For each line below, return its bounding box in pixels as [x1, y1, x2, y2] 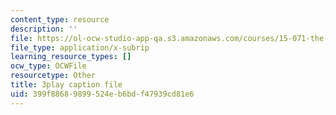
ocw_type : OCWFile [10, 61, 87, 71]
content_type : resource [10, 14, 110, 25]
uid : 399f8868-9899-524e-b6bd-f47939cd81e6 [10, 89, 195, 99]
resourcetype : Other [10, 71, 97, 81]
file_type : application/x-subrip [10, 42, 150, 53]
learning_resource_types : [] [10, 52, 132, 62]
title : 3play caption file [10, 80, 123, 90]
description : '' [10, 24, 78, 34]
